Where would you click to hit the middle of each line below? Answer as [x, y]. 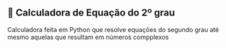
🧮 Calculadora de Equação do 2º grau [91, 13]
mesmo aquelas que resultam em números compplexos [88, 37]
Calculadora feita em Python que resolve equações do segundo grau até [113, 29]
